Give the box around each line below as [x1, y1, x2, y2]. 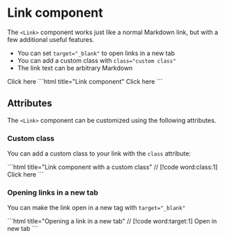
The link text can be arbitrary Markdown [17, 64, 133, 72]
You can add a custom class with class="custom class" [17, 56, 176, 64]
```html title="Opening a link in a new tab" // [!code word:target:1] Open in [7, 217, 217, 225]
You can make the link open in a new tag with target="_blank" [7, 204, 186, 212]
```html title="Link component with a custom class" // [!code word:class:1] [7, 163, 218, 172]
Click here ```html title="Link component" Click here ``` [7, 77, 163, 85]
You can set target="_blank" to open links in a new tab [17, 49, 176, 57]
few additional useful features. [7, 35, 95, 43]
